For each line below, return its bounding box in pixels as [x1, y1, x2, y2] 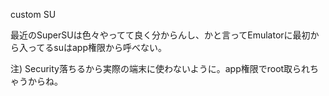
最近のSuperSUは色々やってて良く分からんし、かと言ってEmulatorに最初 [10, 29, 311, 41]
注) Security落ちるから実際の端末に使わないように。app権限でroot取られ [10, 63, 311, 74]
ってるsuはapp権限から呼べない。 [27, 42, 167, 53]
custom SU [10, 9, 57, 20]
